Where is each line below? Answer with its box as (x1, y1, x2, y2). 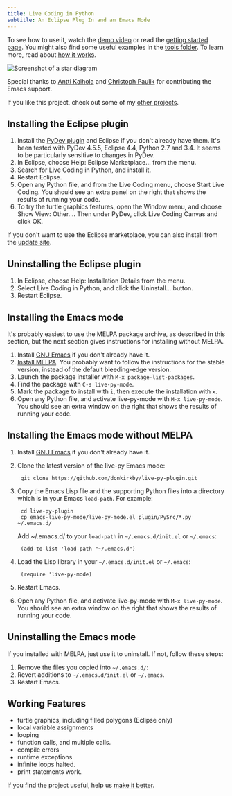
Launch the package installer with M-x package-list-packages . (17, 372, 195, 381)
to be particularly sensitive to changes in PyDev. (17, 151, 155, 159)
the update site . (7, 238, 52, 247)
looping (17, 731, 39, 739)
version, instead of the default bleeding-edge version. (17, 365, 172, 373)
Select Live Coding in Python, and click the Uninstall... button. (17, 284, 194, 292)
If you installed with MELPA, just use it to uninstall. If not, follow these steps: (7, 649, 224, 658)
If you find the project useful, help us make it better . (7, 781, 154, 790)
